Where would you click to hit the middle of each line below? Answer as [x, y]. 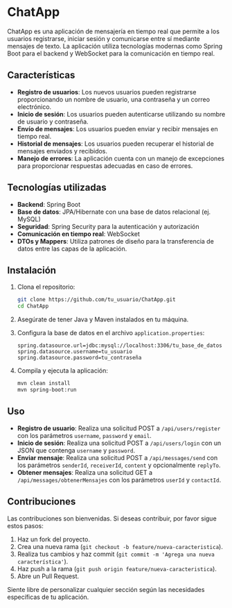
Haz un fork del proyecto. [53, 539]
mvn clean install [44, 383]
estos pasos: [25, 525]
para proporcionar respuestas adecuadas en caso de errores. [105, 166]
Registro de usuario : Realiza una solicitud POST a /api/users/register [119, 428]
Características [41, 75]
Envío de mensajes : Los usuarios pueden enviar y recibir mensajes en [117, 128]
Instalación [32, 270]
